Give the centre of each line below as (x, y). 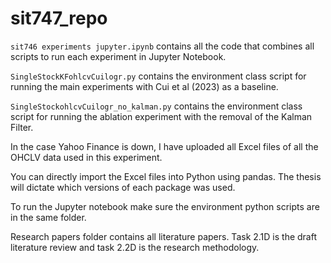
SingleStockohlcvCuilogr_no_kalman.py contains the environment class (156, 106)
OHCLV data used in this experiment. (86, 157)
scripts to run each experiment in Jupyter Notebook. (118, 56)
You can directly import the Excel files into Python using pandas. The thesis (166, 176)
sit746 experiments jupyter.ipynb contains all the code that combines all (162, 46)
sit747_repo (59, 18)
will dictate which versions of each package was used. (123, 187)
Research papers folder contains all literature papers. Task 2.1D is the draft (164, 236)
